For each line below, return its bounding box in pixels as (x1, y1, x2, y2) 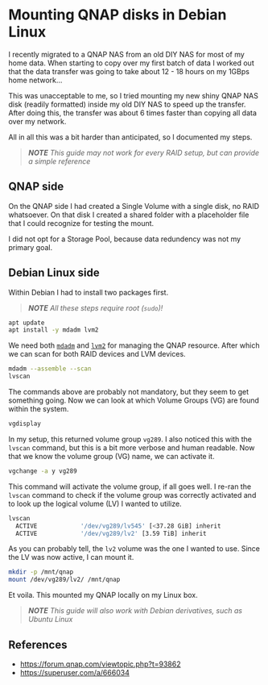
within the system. (8, 404, 69, 414)
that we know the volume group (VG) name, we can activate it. (8, 451, 215, 461)
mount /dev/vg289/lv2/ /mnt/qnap (8, 575, 121, 584)
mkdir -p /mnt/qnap (8, 568, 74, 576)
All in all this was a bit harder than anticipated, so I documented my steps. (8, 132, 253, 142)
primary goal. (8, 242, 53, 252)
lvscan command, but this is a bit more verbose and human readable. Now (8, 442, 255, 453)
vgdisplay (8, 420, 42, 428)
